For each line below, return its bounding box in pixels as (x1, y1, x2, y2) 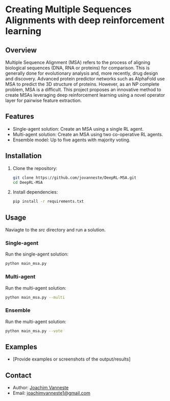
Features (5, 112, 34, 121)
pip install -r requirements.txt (12, 199, 84, 204)
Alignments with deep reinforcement (5, 14, 165, 26)
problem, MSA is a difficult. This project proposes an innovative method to (5, 87, 162, 93)
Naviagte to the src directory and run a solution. (5, 227, 106, 233)
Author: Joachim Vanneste (12, 385, 69, 391)
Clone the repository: (12, 165, 58, 171)
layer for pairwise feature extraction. (5, 97, 82, 103)
